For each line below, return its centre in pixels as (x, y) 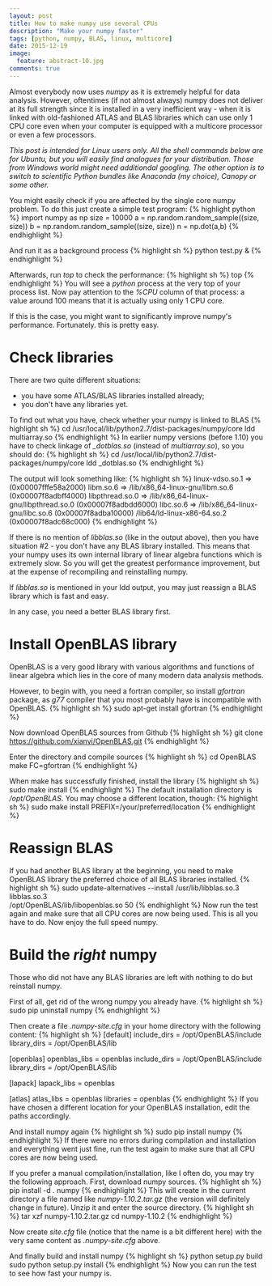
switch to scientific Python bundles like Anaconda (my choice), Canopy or (133, 176)
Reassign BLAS (62, 848)
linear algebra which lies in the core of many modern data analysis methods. (136, 675)
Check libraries (62, 357)
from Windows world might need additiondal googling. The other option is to (137, 168)
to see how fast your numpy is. (61, 1273)
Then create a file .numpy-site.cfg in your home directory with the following (135, 1025)
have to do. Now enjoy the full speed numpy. (84, 922)
